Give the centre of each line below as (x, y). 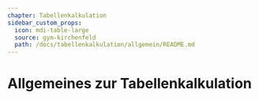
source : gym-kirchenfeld (55, 37)
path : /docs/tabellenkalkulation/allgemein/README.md (105, 45)
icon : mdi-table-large (52, 30)
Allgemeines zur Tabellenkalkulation (129, 84)
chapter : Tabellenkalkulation (57, 15)
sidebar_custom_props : (45, 23)
